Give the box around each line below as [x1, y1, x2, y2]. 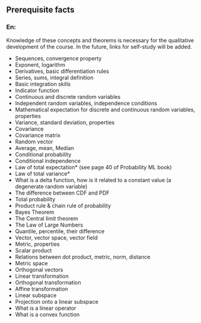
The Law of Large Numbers [14, 221, 83, 228]
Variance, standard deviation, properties [14, 119, 115, 126]
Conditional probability [14, 151, 72, 158]
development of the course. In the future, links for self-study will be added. [6, 43, 193, 50]
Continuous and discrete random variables [14, 93, 121, 100]
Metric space [14, 259, 48, 267]
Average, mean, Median [14, 144, 74, 151]
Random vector [14, 138, 53, 145]
